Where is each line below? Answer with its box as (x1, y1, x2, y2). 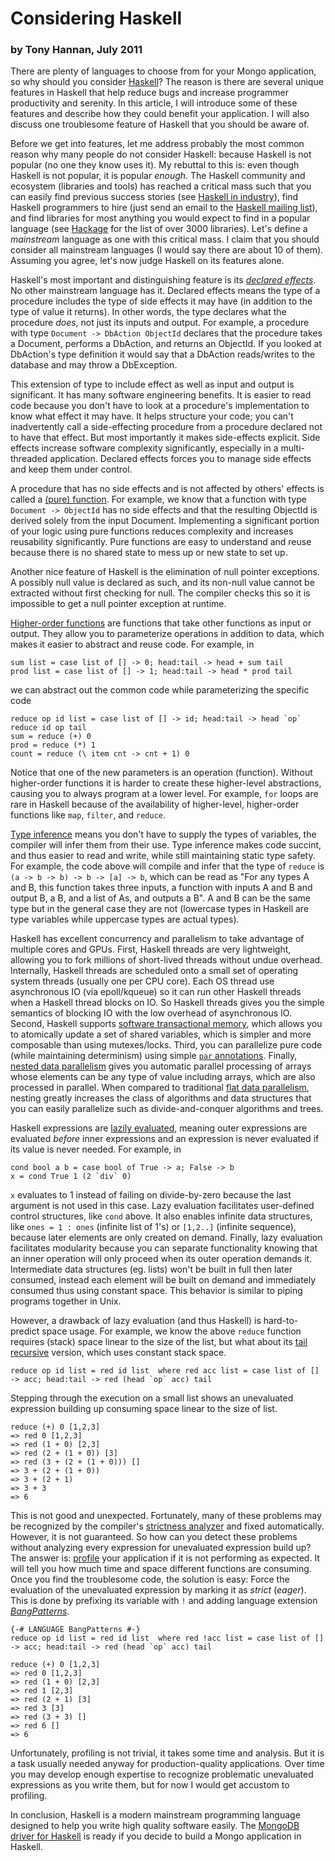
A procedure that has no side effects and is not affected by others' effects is (10, 483, 325, 495)
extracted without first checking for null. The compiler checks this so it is (10, 587, 311, 599)
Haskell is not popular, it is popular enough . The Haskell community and (10, 170, 306, 182)
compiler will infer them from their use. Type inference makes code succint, (10, 839, 322, 851)
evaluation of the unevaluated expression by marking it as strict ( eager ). (10, 1584, 307, 1596)
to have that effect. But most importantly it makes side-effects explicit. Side (10, 432, 321, 444)
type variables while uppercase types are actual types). (10, 913, 240, 926)
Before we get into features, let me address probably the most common (10, 138, 305, 150)
